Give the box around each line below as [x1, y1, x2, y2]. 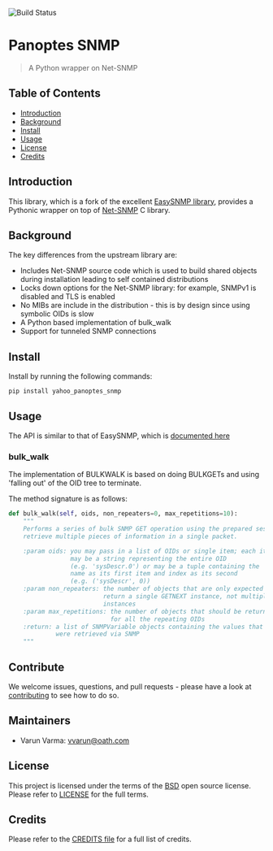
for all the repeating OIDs [110, 614, 206, 623]
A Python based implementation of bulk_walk [19, 318, 172, 328]
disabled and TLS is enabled [19, 292, 115, 302]
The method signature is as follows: [8, 494, 128, 504]
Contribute [8, 660, 65, 674]
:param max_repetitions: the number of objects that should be [23, 607, 242, 615]
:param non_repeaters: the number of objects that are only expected [23, 585, 264, 593]
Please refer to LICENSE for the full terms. [8, 789, 149, 799]
